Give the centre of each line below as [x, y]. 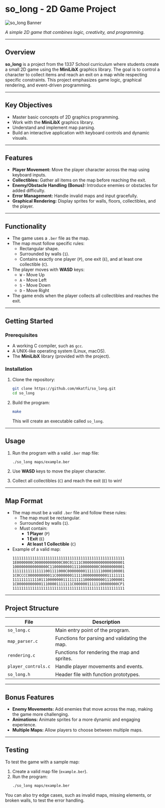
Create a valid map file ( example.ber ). [50, 771]
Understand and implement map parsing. [54, 127]
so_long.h [19, 674]
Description [106, 622]
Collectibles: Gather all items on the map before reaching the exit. [79, 180]
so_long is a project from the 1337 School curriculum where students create [82, 64]
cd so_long [23, 393]
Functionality [26, 226]
